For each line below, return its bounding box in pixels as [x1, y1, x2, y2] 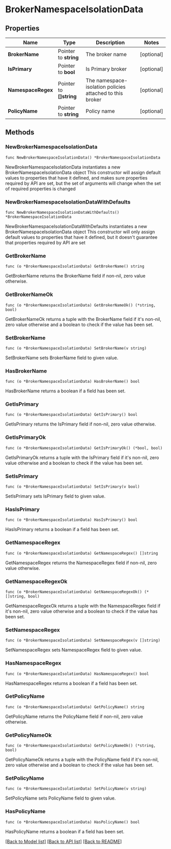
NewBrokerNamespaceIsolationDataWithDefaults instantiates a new [5, 223, 148, 229]
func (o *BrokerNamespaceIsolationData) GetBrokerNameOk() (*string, [5, 303, 156, 308]
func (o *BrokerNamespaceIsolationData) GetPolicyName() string [5, 704, 145, 710]
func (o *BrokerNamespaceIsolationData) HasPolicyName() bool [5, 819, 140, 825]
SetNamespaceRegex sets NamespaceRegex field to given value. [5, 647, 142, 653]
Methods [5, 128, 35, 137]
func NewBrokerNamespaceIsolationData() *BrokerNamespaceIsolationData [5, 155, 160, 160]
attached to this [85, 90, 123, 96]
